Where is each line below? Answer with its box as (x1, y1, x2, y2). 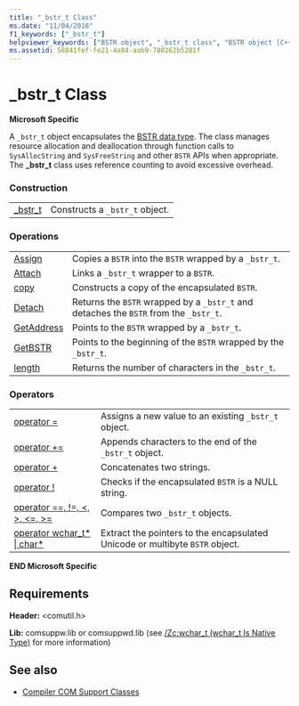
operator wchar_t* (13, 526, 92, 539)
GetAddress (13, 321, 64, 334)
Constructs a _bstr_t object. (50, 204, 169, 216)
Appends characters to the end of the (101, 435, 257, 448)
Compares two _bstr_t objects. (101, 507, 232, 519)
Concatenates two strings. (101, 460, 211, 473)
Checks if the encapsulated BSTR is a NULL (101, 475, 279, 488)
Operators (9, 388, 55, 401)
